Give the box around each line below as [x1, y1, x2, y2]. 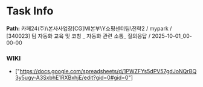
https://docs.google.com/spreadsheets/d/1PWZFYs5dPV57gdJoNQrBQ [19, 68, 197, 75]
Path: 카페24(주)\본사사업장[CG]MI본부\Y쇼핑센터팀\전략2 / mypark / [6, 25, 172, 32]
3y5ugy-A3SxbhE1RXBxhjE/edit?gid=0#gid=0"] [14, 74, 133, 82]
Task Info [6, 4, 54, 18]
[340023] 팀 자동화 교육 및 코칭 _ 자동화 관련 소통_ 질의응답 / [6, 32, 151, 40]
